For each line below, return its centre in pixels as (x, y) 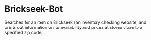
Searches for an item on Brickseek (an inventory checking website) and (75, 22)
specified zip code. (24, 32)
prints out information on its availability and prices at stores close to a (74, 27)
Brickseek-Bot (34, 9)
